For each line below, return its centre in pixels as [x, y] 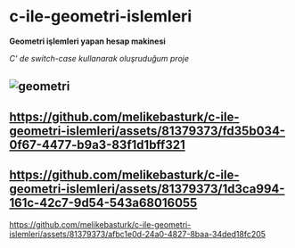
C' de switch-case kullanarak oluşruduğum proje [99, 58]
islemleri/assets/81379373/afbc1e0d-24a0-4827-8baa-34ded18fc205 [137, 234]
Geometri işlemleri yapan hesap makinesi [88, 41]
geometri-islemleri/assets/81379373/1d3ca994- [147, 189]
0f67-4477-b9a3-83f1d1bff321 [97, 145]
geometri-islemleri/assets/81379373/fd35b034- [147, 131]
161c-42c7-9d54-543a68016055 [103, 203]
